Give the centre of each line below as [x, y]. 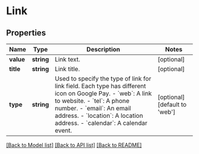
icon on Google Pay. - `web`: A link [103, 93]
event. [63, 130]
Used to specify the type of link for [103, 78]
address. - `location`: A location [99, 115]
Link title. [67, 69]
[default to [172, 105]
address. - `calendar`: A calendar [101, 123]
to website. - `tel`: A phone [92, 101]
